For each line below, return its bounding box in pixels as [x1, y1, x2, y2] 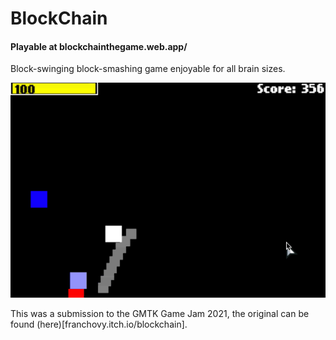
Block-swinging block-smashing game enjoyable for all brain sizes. [10, 63, 286, 75]
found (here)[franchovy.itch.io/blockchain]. [10, 318, 188, 331]
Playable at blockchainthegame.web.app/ [10, 40, 188, 52]
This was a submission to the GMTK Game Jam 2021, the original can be [10, 308, 310, 320]
